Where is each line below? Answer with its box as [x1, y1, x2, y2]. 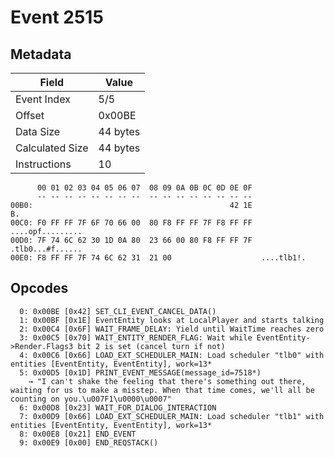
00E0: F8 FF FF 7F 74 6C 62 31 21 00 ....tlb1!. [10, 253, 307, 263]
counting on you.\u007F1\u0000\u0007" [10, 394, 172, 404]
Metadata [10, 46, 72, 63]
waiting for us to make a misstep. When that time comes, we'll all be [10, 385, 315, 395]
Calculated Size [15, 141, 89, 155]
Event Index [15, 92, 71, 106]
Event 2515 [10, 6, 104, 29]
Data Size [15, 125, 61, 138]
